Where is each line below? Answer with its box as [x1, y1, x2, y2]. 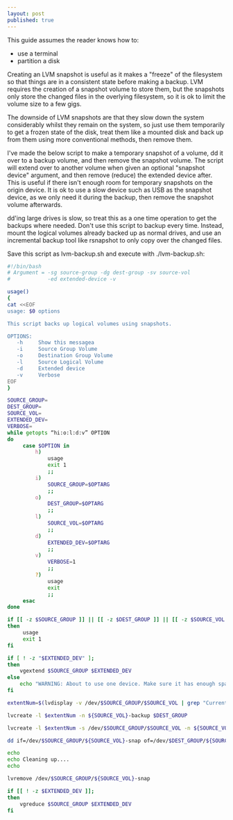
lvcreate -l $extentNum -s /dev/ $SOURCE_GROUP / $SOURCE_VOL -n [7, 724, 191, 732]
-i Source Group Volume [16, 345, 98, 353]
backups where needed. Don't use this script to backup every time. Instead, [7, 221, 224, 229]
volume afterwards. [7, 200, 62, 208]
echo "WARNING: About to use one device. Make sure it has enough [19, 680, 216, 688]
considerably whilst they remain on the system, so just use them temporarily [7, 120, 225, 129]
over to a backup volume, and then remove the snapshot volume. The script [7, 156, 224, 164]
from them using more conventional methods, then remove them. [7, 135, 193, 143]
